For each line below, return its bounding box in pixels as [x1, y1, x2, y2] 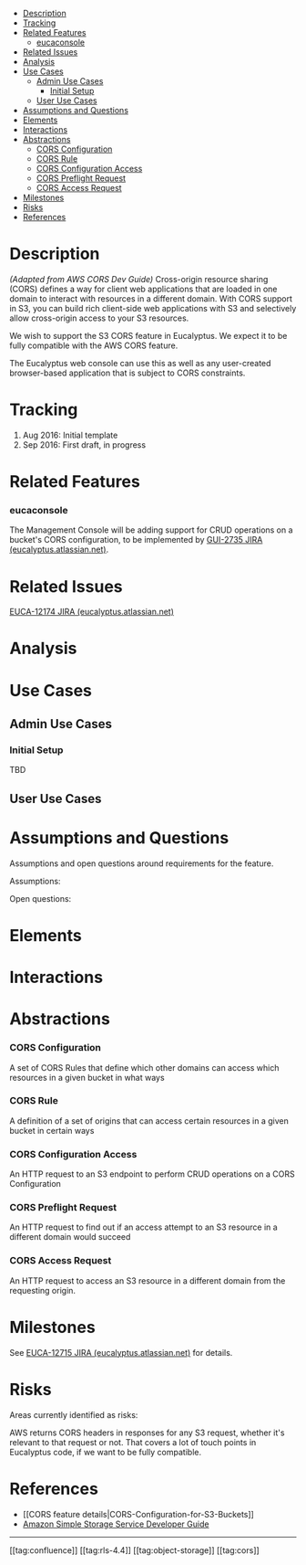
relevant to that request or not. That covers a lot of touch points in [9, 1436, 257, 1447]
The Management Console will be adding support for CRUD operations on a [9, 524, 293, 535]
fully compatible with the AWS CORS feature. [9, 340, 178, 351]
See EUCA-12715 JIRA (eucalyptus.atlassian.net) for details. [9, 1347, 233, 1358]
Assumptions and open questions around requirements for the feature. [9, 858, 274, 869]
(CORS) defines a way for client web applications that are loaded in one [9, 283, 278, 294]
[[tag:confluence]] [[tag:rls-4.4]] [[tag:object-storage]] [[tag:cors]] [9, 1544, 260, 1556]
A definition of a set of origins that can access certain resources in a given [9, 1115, 289, 1126]
